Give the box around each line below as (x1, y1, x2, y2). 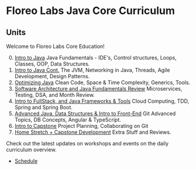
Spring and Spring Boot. (14, 104, 73, 110)
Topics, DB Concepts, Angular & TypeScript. (14, 116, 122, 123)
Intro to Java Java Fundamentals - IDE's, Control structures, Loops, (14, 54, 177, 61)
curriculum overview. (6, 146, 57, 153)
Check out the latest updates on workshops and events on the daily (6, 140, 169, 147)
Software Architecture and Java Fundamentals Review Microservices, (14, 85, 183, 92)
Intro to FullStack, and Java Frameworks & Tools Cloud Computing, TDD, (14, 98, 190, 105)
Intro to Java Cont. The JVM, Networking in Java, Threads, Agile (14, 67, 170, 74)
